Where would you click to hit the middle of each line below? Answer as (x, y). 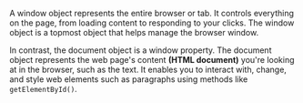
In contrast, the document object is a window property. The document (141, 50)
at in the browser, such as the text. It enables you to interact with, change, (148, 69)
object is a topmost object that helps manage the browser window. (134, 32)
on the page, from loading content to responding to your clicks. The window (152, 23)
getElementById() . (43, 89)
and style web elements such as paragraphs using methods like (129, 79)
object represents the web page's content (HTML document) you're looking (152, 60)
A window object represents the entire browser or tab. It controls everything (151, 13)
